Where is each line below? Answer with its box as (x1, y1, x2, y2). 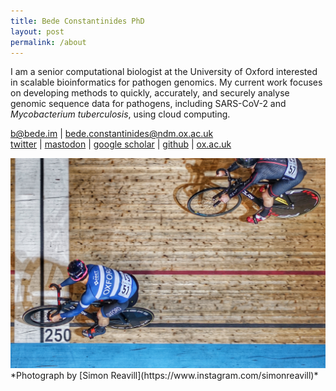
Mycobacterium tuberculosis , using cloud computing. (10, 108, 231, 120)
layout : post (10, 26, 65, 37)
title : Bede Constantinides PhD (10, 16, 145, 26)
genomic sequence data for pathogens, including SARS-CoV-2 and (10, 98, 287, 110)
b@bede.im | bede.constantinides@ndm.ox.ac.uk (10, 128, 214, 140)
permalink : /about (10, 37, 87, 47)
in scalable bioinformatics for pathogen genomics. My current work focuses (10, 76, 323, 89)
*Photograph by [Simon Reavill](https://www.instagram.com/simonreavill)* (10, 370, 319, 382)
